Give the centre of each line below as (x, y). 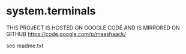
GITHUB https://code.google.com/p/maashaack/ (66, 34)
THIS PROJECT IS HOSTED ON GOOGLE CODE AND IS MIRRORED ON (93, 28)
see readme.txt (25, 46)
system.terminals (51, 11)
